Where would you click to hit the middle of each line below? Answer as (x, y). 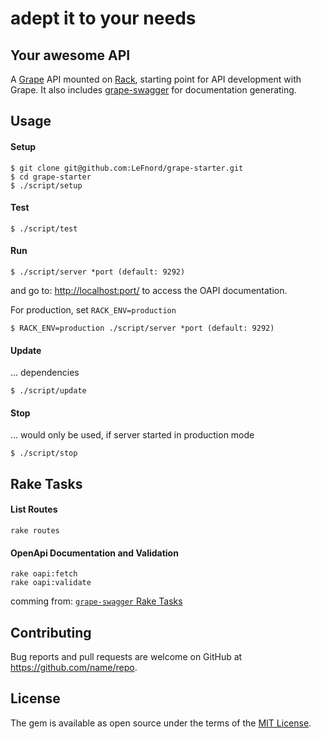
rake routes (35, 531)
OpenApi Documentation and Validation (94, 553)
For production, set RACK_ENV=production (93, 310)
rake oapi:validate (51, 583)
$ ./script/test (44, 228)
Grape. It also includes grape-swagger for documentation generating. (153, 90)
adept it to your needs (103, 18)
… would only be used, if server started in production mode (132, 435)
